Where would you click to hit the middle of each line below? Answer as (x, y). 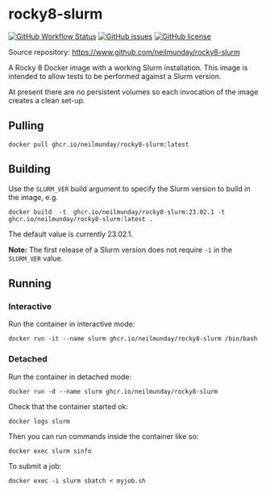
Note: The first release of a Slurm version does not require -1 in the (120, 249)
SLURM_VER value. (35, 258)
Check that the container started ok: (69, 406)
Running (30, 283)
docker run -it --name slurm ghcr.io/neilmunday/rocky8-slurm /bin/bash (133, 339)
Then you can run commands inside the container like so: (104, 436)
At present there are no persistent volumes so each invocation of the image (133, 92)
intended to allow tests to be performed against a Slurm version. (115, 76)
